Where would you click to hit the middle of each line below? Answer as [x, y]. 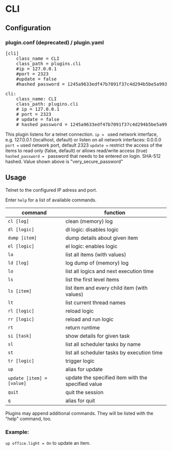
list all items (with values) [96, 254]
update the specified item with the [106, 377]
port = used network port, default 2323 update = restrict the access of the [84, 145]
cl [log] [18, 221]
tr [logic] [21, 361]
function [115, 212]
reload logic [79, 311]
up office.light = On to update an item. [48, 443]
